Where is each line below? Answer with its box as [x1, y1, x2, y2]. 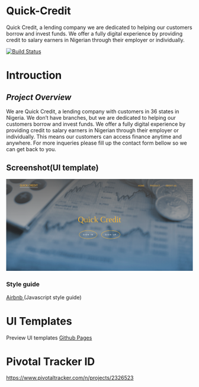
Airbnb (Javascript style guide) [6, 293, 82, 300]
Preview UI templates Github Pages [6, 334, 92, 341]
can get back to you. [6, 145, 56, 152]
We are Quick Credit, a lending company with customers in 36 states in [6, 108, 179, 115]
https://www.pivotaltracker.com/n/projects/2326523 [6, 375, 134, 382]
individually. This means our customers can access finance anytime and [6, 133, 182, 140]
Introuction [6, 69, 62, 82]
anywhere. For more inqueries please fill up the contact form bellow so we [6, 139, 188, 146]
